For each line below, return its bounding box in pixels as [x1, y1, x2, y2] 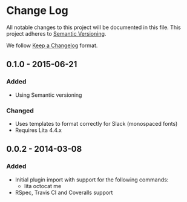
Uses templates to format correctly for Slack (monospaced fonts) [15, 120, 178, 127]
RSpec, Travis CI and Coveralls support [15, 189, 113, 196]
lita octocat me [24, 182, 62, 189]
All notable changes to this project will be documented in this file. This [6, 24, 182, 31]
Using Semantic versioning [15, 91, 82, 99]
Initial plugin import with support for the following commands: [15, 176, 169, 183]
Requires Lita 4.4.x [15, 126, 62, 134]
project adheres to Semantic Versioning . [6, 30, 107, 37]
